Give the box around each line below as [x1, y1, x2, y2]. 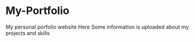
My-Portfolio [5, 4, 69, 17]
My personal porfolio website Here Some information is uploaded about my [5, 23, 189, 30]
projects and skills [5, 29, 50, 36]
